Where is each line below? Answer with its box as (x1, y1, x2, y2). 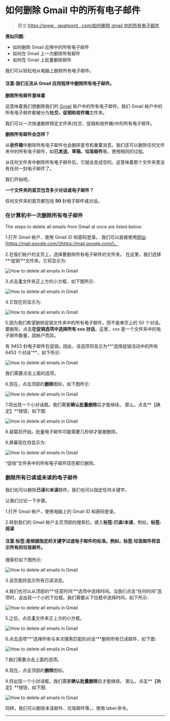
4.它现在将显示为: (5, 299, 42, 305)
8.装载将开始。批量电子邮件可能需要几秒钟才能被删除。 (5, 429, 120, 435)
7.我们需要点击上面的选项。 (5, 656, 62, 663)
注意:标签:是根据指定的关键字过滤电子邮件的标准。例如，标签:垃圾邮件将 (5, 538, 156, 544)
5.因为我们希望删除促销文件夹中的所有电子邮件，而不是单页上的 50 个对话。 (5, 320, 163, 326)
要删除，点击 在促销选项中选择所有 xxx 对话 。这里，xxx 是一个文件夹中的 (5, 326, 157, 332)
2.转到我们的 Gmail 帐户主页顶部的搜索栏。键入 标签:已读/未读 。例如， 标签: (5, 519, 161, 525)
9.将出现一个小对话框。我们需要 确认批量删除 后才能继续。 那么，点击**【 (5, 678, 157, 684)
